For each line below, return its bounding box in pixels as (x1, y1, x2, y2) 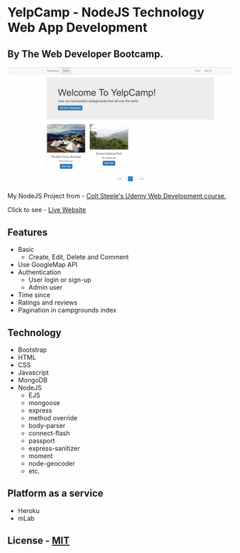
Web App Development (7, 19, 148, 36)
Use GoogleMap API (17, 260, 78, 269)
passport (28, 436, 55, 445)
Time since (17, 290, 51, 300)
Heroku (17, 506, 40, 514)
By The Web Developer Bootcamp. (7, 48, 164, 60)
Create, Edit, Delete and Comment (28, 253, 129, 261)
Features (7, 226, 48, 238)
